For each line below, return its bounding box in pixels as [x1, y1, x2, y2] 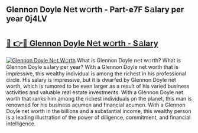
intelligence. [6, 120, 36, 127]
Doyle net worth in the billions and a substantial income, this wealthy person [6, 108, 191, 114]
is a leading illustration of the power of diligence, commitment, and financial [6, 114, 191, 121]
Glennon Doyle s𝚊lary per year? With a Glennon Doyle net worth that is [6, 64, 179, 70]
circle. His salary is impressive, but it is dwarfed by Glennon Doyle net [6, 77, 176, 83]
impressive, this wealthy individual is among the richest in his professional [6, 70, 186, 77]
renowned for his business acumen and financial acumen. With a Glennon [6, 101, 186, 108]
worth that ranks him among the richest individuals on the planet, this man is [6, 95, 192, 102]
